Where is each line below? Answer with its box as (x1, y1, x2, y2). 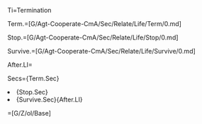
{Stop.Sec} (16, 88, 48, 96)
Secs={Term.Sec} (7, 74, 60, 82)
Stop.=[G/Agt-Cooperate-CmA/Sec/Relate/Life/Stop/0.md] (7, 33, 179, 42)
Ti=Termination (7, 6, 52, 14)
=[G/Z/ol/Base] (7, 109, 52, 117)
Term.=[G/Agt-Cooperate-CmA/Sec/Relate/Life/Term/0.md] (7, 20, 182, 27)
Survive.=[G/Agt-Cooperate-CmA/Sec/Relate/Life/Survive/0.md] (7, 47, 196, 55)
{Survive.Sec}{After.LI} (16, 95, 83, 104)
